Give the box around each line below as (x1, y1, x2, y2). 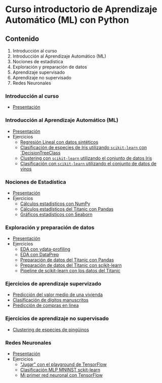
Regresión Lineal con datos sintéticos (20, 139, 99, 145)
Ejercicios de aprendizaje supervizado (5, 280, 101, 288)
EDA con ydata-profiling (20, 246, 71, 252)
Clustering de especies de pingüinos (12, 326, 90, 332)
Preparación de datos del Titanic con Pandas (20, 257, 114, 263)
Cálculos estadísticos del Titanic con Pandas (20, 206, 114, 212)
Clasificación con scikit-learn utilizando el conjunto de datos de (20, 160, 157, 166)
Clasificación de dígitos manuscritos (12, 297, 89, 303)
